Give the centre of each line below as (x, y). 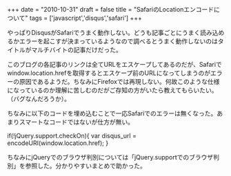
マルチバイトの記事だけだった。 (76, 50)
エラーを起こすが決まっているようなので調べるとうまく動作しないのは (119, 41)
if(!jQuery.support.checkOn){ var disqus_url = (72, 136)
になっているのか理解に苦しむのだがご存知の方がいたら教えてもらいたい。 (112, 90)
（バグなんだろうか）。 (39, 99)
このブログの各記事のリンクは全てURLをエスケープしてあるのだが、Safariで (114, 64)
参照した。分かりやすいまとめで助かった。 (86, 166)
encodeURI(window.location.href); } (58, 143)
